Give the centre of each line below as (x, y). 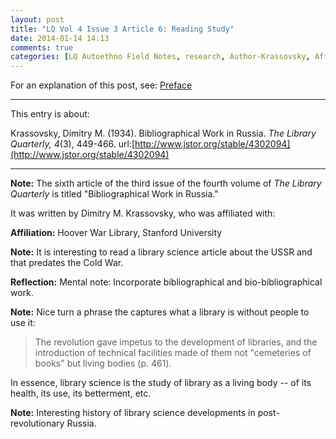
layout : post (37, 19)
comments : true (42, 47)
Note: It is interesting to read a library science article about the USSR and (161, 252)
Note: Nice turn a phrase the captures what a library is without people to (160, 312)
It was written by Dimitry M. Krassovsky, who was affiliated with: (143, 213)
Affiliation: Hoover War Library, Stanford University (116, 233)
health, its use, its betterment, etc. (81, 393)
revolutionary (37, 423)
